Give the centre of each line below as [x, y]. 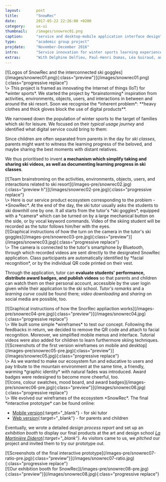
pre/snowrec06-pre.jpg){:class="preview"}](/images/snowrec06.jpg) [75, 387]
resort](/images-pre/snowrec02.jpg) [95, 184]
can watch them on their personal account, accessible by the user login [78, 283]
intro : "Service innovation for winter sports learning [72, 52]
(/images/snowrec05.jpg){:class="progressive [52, 356]
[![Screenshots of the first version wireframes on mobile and [66, 345]
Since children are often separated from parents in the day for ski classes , [81, 139]
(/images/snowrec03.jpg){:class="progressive [52, 242]
